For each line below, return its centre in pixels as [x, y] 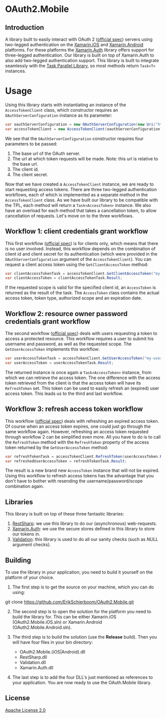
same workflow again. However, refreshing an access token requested [77, 431]
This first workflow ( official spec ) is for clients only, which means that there [82, 243]
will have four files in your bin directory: [52, 642]
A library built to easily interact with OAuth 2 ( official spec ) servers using [79, 39]
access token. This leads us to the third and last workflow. [64, 393]
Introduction [25, 28]
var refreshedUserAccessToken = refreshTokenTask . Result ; [66, 461]
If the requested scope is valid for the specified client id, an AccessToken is [81, 288]
